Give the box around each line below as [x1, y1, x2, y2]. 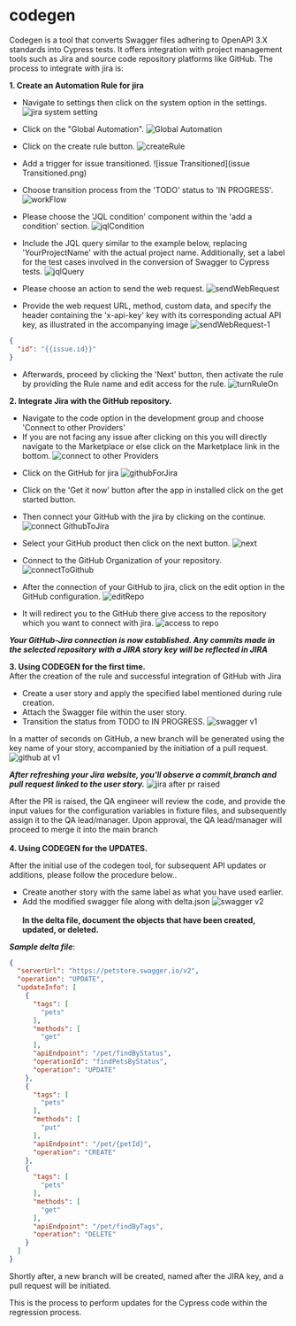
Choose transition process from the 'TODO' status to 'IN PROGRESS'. [21, 184, 274, 195]
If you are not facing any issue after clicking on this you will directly [21, 431, 268, 442]
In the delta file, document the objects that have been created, [21, 914, 256, 926]
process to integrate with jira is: [9, 63, 124, 74]
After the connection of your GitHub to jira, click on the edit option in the [21, 581, 285, 592]
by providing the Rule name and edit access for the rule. [21, 378, 227, 389]
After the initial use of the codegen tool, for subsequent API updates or [9, 860, 267, 871]
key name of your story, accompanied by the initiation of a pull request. [9, 742, 269, 753]
